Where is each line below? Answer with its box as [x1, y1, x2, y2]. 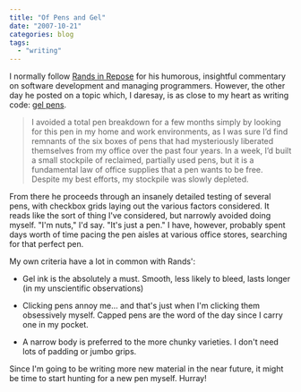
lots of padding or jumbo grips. [21, 346, 137, 357]
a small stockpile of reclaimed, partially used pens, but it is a [30, 155, 254, 166]
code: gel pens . [9, 99, 67, 110]
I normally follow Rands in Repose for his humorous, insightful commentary [9, 71, 287, 81]
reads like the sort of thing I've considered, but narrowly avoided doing [9, 210, 271, 221]
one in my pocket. [21, 320, 90, 330]
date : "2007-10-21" [9, 21, 82, 30]
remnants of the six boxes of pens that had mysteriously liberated [30, 136, 274, 147]
